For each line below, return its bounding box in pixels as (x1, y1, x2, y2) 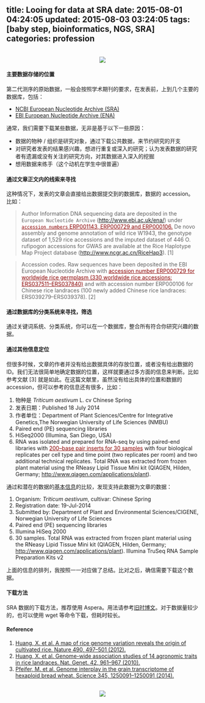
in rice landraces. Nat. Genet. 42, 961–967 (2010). (15, 659, 140, 666)
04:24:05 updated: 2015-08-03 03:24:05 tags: (6, 15, 190, 25)
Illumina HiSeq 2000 (15, 528, 67, 535)
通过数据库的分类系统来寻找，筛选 (6, 308, 92, 315)
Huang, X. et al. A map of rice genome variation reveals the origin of (15, 639, 187, 647)
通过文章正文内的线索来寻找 (6, 175, 76, 183)
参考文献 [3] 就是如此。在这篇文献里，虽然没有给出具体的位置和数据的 (6, 375, 182, 383)
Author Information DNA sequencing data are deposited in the (21, 210, 177, 218)
